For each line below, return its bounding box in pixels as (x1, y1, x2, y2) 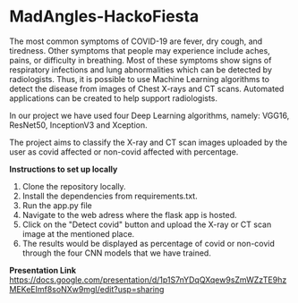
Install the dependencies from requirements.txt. (21, 190, 199, 201)
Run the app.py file (21, 199, 92, 211)
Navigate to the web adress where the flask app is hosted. (21, 209, 237, 220)
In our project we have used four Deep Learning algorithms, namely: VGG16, (9, 110, 290, 121)
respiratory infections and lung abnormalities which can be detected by (9, 64, 273, 75)
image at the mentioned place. (21, 228, 135, 239)
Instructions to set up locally (9, 164, 118, 174)
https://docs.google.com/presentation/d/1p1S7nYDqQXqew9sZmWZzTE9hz (9, 274, 287, 285)
